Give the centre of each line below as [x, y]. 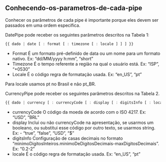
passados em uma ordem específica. [43, 25]
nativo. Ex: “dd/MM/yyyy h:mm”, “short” [53, 58]
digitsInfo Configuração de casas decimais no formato [67, 138]
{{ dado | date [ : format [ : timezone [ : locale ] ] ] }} [69, 44]
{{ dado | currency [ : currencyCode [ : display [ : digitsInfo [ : [78, 102]
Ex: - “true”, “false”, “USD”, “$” [43, 133]
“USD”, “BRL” [26, 117]
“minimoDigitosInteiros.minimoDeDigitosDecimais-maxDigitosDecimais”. [86, 143]
